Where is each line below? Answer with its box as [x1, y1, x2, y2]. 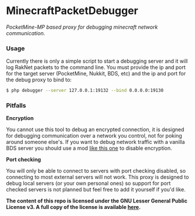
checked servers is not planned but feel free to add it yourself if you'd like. [6, 186, 186, 193]
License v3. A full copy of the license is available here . [6, 204, 141, 211]
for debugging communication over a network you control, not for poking [6, 132, 183, 139]
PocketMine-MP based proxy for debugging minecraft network [6, 23, 158, 30]
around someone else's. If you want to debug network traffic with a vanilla [6, 139, 186, 146]
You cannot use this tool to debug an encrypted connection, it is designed [6, 126, 184, 133]
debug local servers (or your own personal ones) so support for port [6, 180, 171, 187]
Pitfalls [6, 101, 26, 109]
